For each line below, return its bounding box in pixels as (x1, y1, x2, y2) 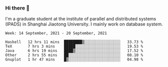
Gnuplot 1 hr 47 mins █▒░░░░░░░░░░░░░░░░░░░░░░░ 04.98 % (5, 57, 143, 62)
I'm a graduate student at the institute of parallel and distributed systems (5, 16, 156, 22)
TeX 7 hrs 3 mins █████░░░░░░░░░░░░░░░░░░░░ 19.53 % (5, 44, 143, 49)
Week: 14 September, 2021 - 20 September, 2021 (5, 31, 107, 36)
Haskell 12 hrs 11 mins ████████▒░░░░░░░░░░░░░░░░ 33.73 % (5, 39, 143, 44)
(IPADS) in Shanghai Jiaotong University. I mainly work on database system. (5, 21, 163, 27)
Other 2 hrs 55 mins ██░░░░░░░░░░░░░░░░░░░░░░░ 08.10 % (5, 52, 143, 58)
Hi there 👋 (5, 4, 30, 11)
